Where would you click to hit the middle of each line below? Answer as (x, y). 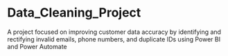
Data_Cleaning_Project (74, 13)
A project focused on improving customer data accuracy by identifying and (114, 32)
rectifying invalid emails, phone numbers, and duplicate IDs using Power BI (114, 39)
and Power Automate (37, 46)
